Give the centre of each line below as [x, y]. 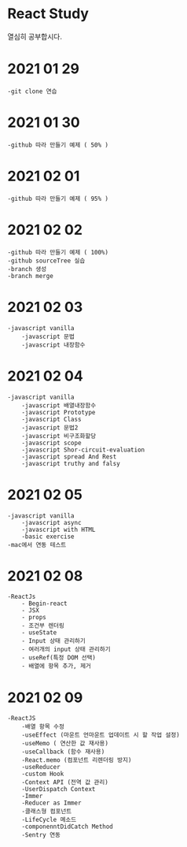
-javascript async [51, 522]
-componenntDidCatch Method [67, 827]
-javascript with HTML [59, 529]
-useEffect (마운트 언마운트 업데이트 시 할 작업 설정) [101, 735]
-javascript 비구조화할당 [59, 436]
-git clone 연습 [32, 91]
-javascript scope [51, 443]
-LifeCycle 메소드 [49, 820]
